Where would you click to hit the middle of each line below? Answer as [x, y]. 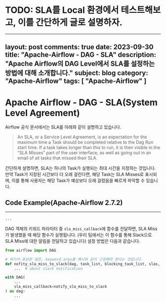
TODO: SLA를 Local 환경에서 [62, 10]
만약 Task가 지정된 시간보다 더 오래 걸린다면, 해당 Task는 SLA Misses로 [75, 174]
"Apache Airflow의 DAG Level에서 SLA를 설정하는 [80, 64]
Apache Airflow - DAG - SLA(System [82, 102]
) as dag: [15, 291]
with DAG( [15, 277]
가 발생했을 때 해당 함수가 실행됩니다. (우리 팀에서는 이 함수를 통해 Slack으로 [79, 235]
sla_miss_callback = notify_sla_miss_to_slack [61, 287]
